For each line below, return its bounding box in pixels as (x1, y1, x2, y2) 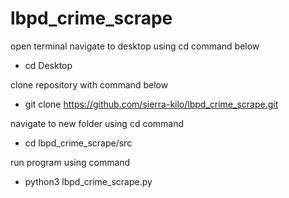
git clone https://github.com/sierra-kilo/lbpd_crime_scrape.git (24, 98, 279, 110)
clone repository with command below (10, 78, 169, 91)
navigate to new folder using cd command (10, 117, 185, 129)
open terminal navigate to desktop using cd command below (10, 40, 260, 52)
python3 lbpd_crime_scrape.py (24, 175, 153, 187)
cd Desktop (24, 59, 73, 71)
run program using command (10, 156, 131, 168)
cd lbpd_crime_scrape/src (24, 137, 133, 149)
